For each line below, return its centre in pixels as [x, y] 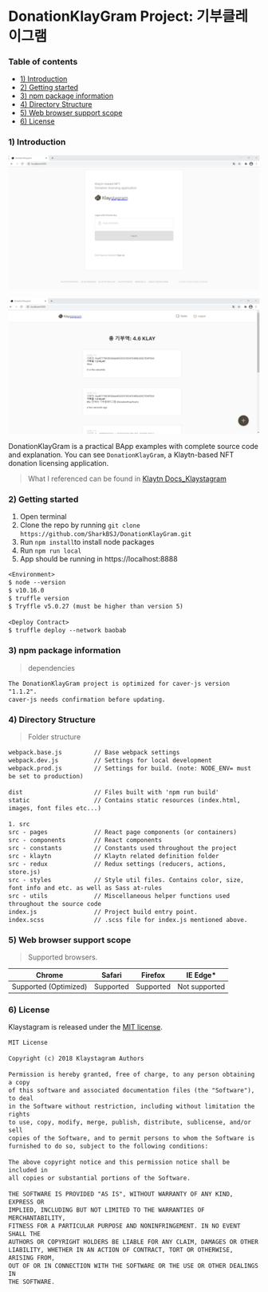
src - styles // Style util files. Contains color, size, [126, 880]
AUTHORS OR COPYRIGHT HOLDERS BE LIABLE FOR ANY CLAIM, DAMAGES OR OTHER [134, 1242]
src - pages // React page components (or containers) [123, 833]
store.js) [25, 872]
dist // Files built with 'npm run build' [114, 793]
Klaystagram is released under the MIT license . [86, 1026]
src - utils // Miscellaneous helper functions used [119, 896]
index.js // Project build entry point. [103, 912]
